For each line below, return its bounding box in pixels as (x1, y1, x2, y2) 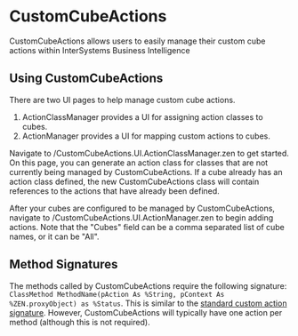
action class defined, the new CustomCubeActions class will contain (9, 176, 260, 187)
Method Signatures (9, 257, 118, 272)
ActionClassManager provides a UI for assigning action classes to (21, 111, 264, 122)
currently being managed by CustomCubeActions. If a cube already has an (9, 166, 283, 177)
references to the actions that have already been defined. (9, 185, 220, 196)
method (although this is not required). (9, 316, 150, 327)
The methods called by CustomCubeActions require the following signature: (9, 280, 287, 291)
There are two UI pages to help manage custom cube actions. (9, 94, 236, 105)
